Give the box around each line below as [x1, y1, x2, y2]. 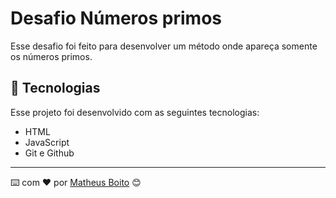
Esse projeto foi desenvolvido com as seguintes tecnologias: [10, 106, 260, 118]
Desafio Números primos [10, 7, 222, 30]
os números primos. [10, 50, 93, 62]
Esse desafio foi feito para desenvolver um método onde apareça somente [10, 40, 318, 52]
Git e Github [24, 147, 75, 159]
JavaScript [24, 136, 70, 148]
